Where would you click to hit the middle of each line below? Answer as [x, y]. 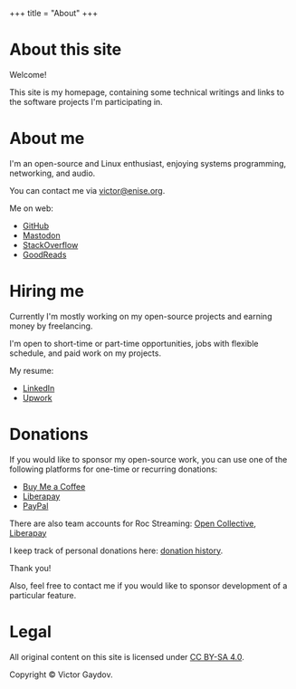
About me [47, 139]
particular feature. [43, 595]
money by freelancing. [51, 326]
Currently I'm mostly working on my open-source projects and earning [141, 316]
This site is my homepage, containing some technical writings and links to [147, 92]
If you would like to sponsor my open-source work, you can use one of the [148, 459]
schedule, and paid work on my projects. [85, 353]
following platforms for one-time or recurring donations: [114, 469]
